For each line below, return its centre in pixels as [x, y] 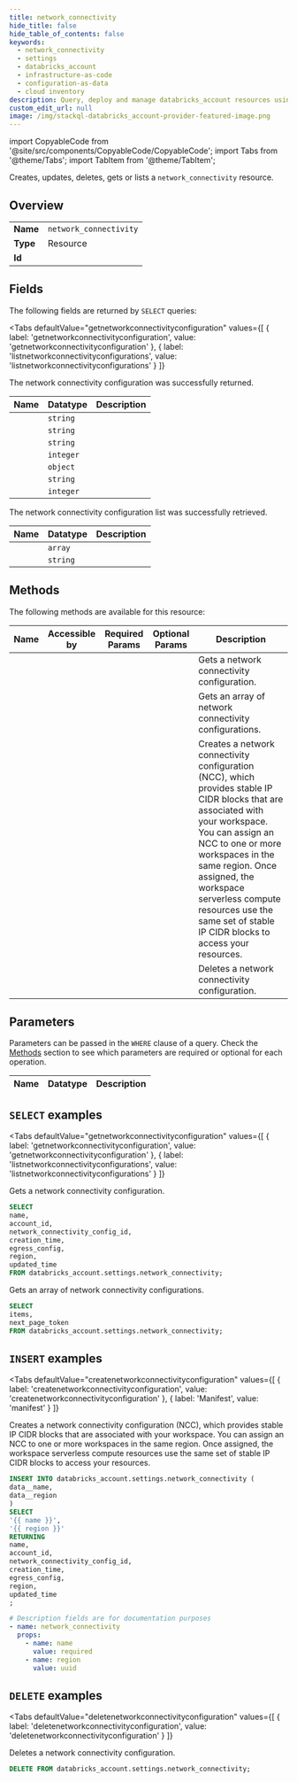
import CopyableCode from [59, 142]
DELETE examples [56, 1696]
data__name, [31, 1488]
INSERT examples [56, 1358]
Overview [37, 205]
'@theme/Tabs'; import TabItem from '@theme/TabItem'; [112, 160]
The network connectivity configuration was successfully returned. [132, 383]
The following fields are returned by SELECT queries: [103, 310]
